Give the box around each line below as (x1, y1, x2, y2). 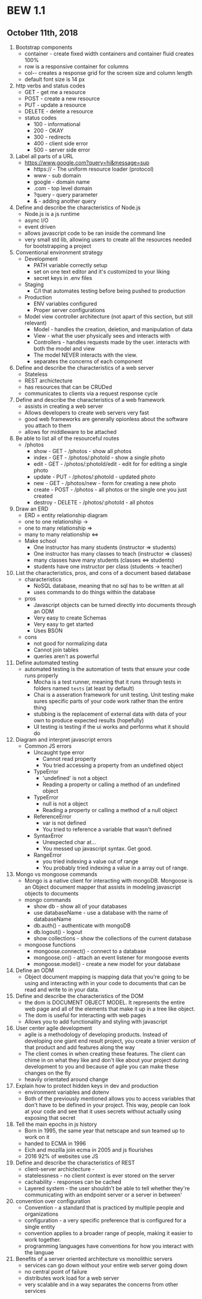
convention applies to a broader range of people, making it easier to (24, 1230, 193, 1237)
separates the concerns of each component (33, 358, 143, 365)
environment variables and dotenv (24, 1088, 109, 1096)
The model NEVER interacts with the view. (33, 351, 138, 358)
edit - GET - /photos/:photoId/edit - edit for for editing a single (33, 460, 188, 468)
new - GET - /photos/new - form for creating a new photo (33, 480, 176, 486)
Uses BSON (33, 627, 63, 634)
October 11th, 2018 (7, 28, 78, 38)
